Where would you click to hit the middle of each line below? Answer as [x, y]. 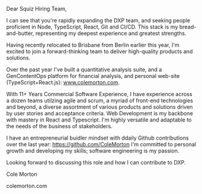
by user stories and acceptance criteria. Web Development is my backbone [100, 113]
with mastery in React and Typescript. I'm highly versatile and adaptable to [99, 120]
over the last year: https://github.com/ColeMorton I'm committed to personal [101, 144]
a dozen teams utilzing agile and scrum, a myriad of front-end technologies [100, 100]
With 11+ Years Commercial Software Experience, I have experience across [99, 94]
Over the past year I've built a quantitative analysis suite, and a [84, 70]
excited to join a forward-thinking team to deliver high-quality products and [99, 51]
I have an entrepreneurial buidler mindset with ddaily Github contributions [97, 138]
